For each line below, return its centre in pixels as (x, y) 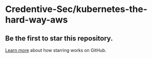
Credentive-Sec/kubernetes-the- (76, 9)
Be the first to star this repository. (59, 38)
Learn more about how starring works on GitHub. (56, 50)
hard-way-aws (37, 20)
